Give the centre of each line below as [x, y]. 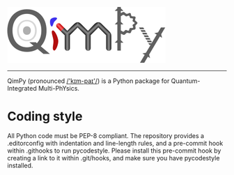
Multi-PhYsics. [59, 88]
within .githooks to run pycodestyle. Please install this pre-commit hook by [114, 151]
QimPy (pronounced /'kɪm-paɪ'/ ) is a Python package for [88, 81]
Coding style [45, 117]
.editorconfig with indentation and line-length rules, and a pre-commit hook [115, 143]
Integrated [22, 88]
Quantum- [186, 81]
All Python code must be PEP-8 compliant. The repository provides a [106, 135]
